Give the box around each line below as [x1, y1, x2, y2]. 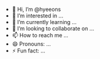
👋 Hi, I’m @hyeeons [12, 6, 61, 13]
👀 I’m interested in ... [12, 12, 64, 19]
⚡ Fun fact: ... [12, 47, 45, 54]
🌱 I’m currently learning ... [12, 19, 77, 25]
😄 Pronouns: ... [12, 40, 52, 48]
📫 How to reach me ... [12, 32, 68, 39]
